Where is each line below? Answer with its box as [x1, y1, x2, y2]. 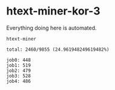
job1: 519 [6, 62, 31, 68]
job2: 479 [6, 68, 31, 74]
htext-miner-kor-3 [6, 4, 100, 18]
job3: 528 [6, 72, 31, 79]
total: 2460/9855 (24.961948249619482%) [6, 47, 110, 53]
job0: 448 [6, 57, 31, 63]
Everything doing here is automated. [6, 24, 97, 31]
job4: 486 [6, 78, 31, 84]
